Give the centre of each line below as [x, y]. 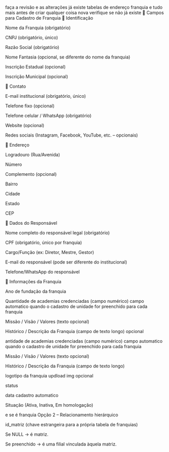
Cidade [13, 194]
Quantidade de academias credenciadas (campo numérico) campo [75, 301]
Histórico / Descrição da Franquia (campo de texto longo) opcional [74, 331]
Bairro [12, 184]
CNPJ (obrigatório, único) [32, 38]
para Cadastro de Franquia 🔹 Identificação [49, 18]
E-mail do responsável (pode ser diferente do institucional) [66, 262]
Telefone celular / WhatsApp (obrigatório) [48, 116]
